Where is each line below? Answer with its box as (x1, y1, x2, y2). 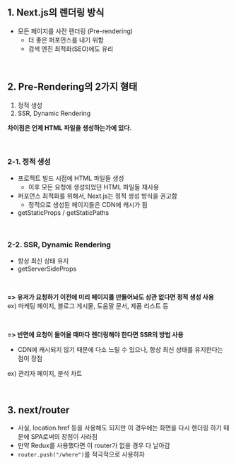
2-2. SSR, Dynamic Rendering (7, 240, 112, 249)
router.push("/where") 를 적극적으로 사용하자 (17, 450, 145, 459)
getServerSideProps (17, 264, 77, 273)
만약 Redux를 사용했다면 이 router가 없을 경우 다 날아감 (17, 441, 171, 450)
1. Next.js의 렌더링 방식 (7, 6, 105, 19)
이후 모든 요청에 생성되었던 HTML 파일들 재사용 (28, 182, 160, 191)
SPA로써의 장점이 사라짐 (30, 432, 98, 441)
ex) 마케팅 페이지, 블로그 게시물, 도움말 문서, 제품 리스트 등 (7, 302, 169, 310)
